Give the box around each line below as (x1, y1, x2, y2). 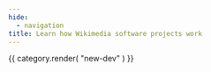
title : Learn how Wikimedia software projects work (8, 29, 202, 38)
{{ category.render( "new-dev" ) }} (8, 54, 134, 64)
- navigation (16, 21, 64, 30)
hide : (8, 12, 28, 22)
